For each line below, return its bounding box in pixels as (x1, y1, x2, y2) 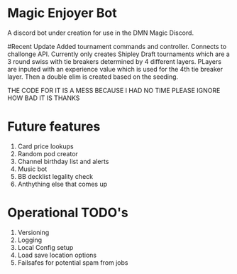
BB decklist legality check (17, 172, 94, 180)
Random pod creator (17, 149, 78, 158)
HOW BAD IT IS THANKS (7, 94, 80, 102)
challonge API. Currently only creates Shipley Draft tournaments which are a (7, 50, 231, 58)
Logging (17, 236, 43, 244)
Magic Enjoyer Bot (7, 5, 117, 21)
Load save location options (17, 251, 97, 259)
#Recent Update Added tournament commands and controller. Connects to (7, 42, 227, 50)
